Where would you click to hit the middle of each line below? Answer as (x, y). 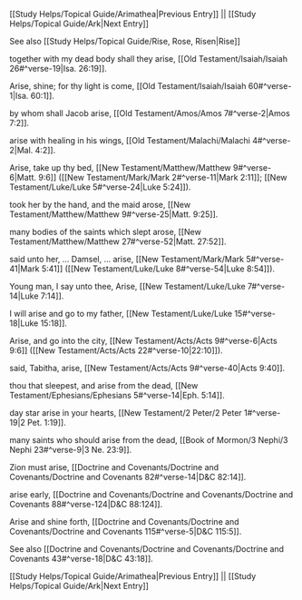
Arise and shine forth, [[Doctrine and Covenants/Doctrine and (124, 521)
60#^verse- (270, 86)
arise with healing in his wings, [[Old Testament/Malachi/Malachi (130, 140)
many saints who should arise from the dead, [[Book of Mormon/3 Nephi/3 (149, 440)
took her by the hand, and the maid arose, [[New (100, 205)
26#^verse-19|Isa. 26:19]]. (58, 69)
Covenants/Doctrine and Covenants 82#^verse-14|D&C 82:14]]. (128, 477)
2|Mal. (21, 150)
